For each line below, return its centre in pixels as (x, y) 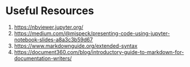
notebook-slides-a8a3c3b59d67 (54, 39)
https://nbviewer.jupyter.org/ (49, 27)
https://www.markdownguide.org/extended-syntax (76, 46)
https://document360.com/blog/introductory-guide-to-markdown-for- (99, 52)
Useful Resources (50, 11)
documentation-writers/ (43, 58)
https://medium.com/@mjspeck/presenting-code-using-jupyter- (92, 33)
